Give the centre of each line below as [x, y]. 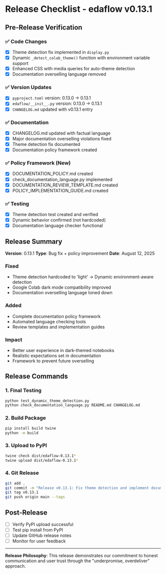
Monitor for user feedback [39, 541]
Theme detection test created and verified [55, 214]
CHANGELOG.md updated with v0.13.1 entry [52, 109]
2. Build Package [25, 418]
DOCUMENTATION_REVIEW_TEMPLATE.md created [65, 185]
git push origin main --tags [35, 497]
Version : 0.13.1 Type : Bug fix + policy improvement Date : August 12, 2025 [80, 253]
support [20, 63]
